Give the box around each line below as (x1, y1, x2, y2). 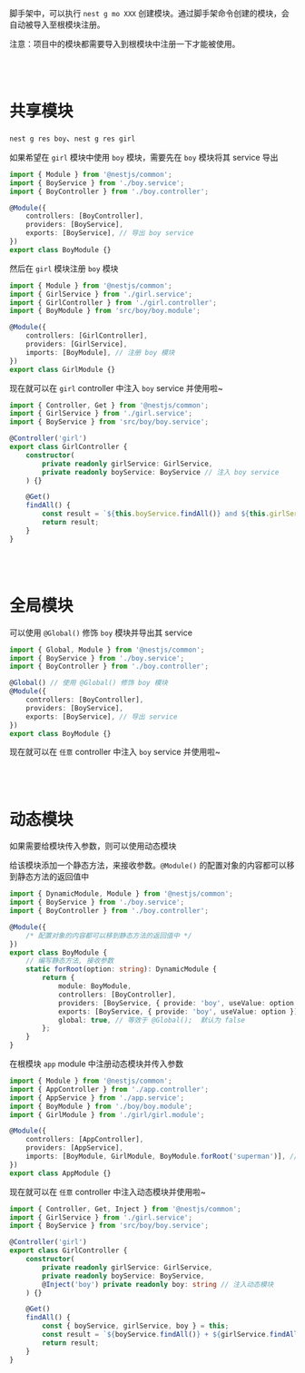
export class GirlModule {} (9, 365, 116, 374)
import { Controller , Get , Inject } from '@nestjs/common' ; (9, 1204, 242, 1213)
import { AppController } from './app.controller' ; (9, 1084, 209, 1093)
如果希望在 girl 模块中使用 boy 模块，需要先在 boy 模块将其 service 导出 (9, 152, 279, 162)
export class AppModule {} (9, 1169, 112, 1178)
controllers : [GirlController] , (25, 331, 148, 340)
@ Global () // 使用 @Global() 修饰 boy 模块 (9, 679, 168, 688)
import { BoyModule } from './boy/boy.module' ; (9, 1102, 193, 1111)
